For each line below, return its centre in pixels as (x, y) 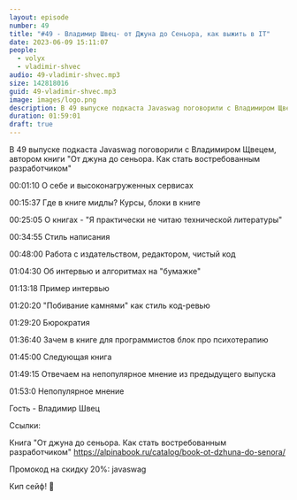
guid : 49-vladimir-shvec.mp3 (63, 91)
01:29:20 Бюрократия (49, 323)
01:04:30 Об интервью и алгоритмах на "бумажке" (105, 271)
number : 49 (29, 26)
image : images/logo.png (53, 100)
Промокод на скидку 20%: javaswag (78, 469)
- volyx (31, 58)
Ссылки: (25, 425)
